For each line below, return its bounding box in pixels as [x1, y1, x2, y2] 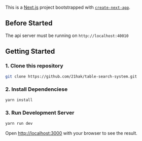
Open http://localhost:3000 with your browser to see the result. [5, 130, 138, 136]
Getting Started [5, 47, 55, 56]
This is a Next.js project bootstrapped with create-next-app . [5, 5, 131, 10]
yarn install [5, 97, 33, 102]
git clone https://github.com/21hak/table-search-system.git [5, 74, 137, 79]
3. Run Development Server [5, 109, 75, 116]
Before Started [5, 19, 53, 27]
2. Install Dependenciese [5, 86, 68, 93]
